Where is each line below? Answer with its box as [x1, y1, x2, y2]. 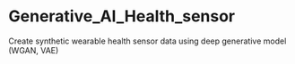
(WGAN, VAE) [8, 44, 59, 55]
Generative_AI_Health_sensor [8, 6, 236, 27]
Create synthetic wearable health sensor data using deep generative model [8, 36, 287, 46]
